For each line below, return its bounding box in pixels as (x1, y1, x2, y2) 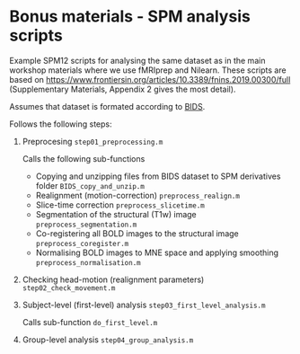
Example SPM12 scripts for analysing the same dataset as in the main (9, 55, 266, 66)
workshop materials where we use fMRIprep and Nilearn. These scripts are (9, 65, 287, 75)
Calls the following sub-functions (22, 153, 146, 164)
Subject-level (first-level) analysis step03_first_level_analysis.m (22, 299, 266, 310)
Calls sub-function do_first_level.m (22, 316, 158, 327)
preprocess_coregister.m (35, 239, 129, 248)
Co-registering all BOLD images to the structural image (35, 227, 240, 239)
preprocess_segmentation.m (35, 220, 137, 229)
